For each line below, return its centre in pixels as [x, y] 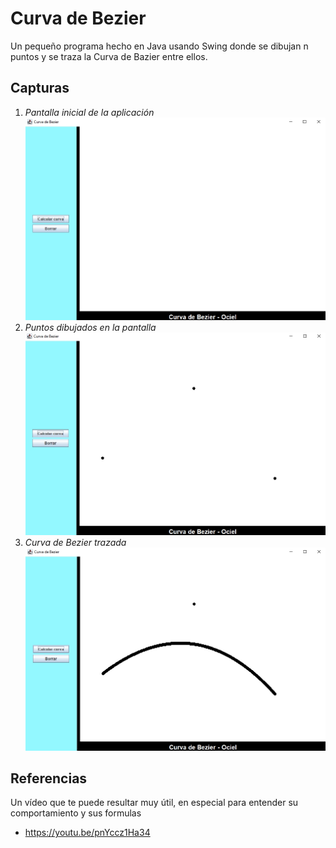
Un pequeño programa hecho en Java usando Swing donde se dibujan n [159, 46]
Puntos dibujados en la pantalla [90, 327]
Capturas [40, 88]
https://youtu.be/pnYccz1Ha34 [87, 833]
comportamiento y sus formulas [76, 813]
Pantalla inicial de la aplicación [89, 112]
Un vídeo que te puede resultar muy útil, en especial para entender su [154, 803]
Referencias [49, 778]
